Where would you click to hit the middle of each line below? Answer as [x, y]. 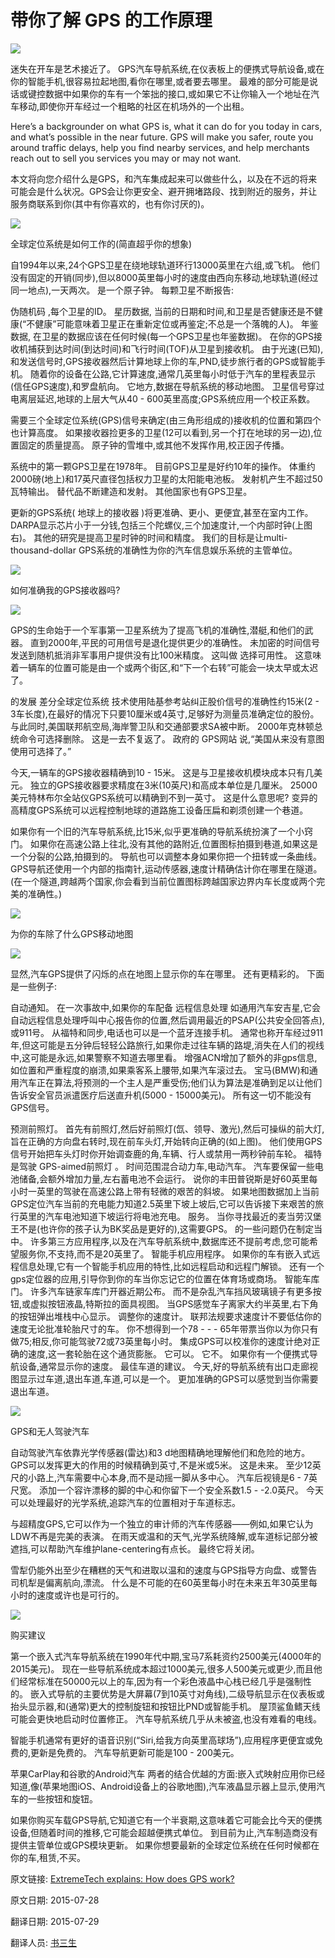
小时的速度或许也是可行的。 [67, 1595]
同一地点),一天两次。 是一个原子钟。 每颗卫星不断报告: [122, 290]
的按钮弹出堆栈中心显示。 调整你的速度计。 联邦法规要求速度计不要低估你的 [166, 1316]
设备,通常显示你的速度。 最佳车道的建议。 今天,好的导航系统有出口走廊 [164, 1366]
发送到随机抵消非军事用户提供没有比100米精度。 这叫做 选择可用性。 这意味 [166, 655]
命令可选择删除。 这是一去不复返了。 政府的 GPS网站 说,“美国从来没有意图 [171, 738]
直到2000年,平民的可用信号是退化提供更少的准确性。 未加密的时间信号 [174, 642]
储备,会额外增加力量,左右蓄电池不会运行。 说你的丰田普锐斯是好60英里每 [168, 1178]
